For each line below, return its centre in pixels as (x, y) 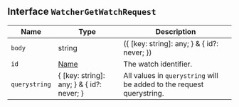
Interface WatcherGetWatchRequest (82, 12)
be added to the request (164, 84)
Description (176, 31)
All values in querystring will (171, 75)
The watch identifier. (158, 64)
